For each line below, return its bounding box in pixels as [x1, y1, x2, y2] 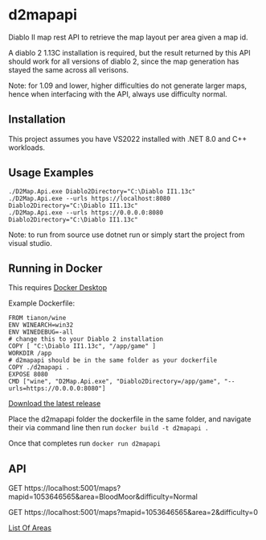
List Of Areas [8, 523, 52, 533]
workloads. [8, 143, 46, 152]
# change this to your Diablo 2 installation [8, 335, 163, 343]
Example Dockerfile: [8, 298, 75, 308]
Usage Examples [8, 166, 94, 180]
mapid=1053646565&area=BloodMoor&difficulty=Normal [8, 492, 198, 501]
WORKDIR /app [8, 349, 52, 358]
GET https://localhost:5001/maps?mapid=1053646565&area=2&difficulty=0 [8, 508, 259, 517]
